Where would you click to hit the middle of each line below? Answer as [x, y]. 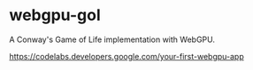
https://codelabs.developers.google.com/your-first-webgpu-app [127, 56]
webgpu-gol [55, 15]
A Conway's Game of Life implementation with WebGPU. [112, 39]
